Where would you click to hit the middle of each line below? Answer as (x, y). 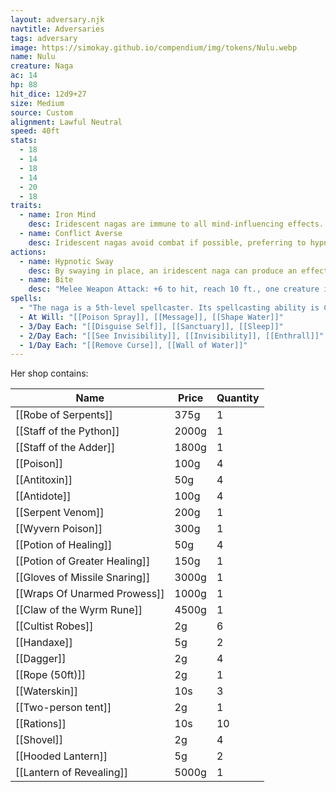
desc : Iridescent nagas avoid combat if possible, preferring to (167, 242)
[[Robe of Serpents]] (64, 415)
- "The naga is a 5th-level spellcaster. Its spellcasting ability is (169, 308)
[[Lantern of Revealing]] (71, 773)
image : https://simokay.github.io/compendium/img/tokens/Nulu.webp (154, 47)
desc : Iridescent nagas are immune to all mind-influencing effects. (176, 224)
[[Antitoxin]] (44, 480)
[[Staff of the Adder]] (65, 448)
